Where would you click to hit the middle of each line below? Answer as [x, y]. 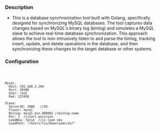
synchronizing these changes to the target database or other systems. [82, 49]
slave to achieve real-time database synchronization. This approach [80, 34]
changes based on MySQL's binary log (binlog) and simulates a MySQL [83, 28]
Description [19, 7]
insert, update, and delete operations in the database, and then [75, 44]
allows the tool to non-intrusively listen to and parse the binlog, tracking [84, 38]
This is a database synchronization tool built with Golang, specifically [81, 18]
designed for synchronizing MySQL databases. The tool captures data [82, 23]
